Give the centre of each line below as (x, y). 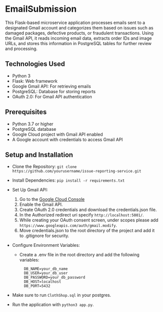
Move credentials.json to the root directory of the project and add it (87, 231)
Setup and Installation (39, 155)
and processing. (21, 48)
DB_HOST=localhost (42, 282)
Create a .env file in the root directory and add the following (80, 255)
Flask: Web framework (35, 81)
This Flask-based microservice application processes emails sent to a (75, 23)
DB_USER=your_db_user (46, 273)
